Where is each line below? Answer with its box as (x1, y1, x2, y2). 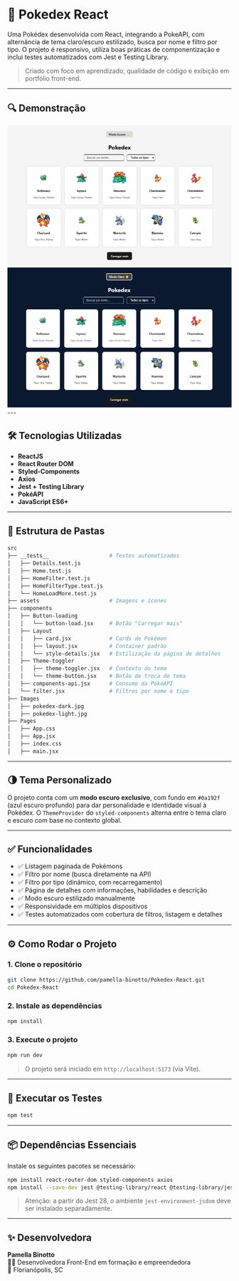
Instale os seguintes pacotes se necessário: (7, 1161, 136, 1170)
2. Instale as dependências (7, 1001, 102, 1011)
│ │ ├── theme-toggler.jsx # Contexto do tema (7, 665, 167, 672)
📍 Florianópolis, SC (7, 1265, 63, 1275)
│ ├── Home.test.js (7, 567, 72, 575)
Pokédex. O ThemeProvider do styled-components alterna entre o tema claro (7, 808, 227, 817)
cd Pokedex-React (7, 984, 59, 991)
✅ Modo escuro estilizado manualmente (17, 894, 135, 902)
